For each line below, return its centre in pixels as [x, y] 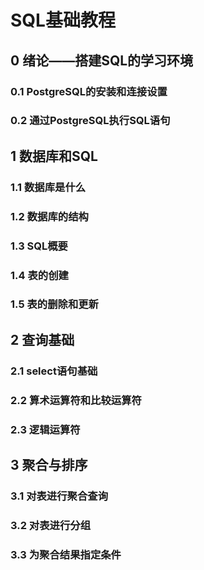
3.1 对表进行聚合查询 [59, 496]
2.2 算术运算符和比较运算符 [76, 400]
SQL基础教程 [63, 20]
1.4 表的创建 [39, 275]
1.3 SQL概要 [39, 246]
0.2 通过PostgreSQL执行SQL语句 [90, 121]
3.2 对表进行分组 [51, 525]
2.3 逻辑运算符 [45, 429]
